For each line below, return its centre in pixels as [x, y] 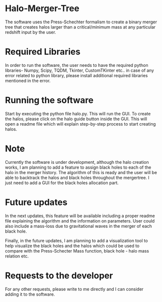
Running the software [49, 100]
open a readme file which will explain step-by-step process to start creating [81, 124]
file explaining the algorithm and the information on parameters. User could [80, 221]
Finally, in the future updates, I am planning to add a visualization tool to [77, 240]
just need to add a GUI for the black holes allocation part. [62, 183]
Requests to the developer [59, 276]
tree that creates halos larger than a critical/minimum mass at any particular [80, 27]
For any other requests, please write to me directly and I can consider [74, 289]
